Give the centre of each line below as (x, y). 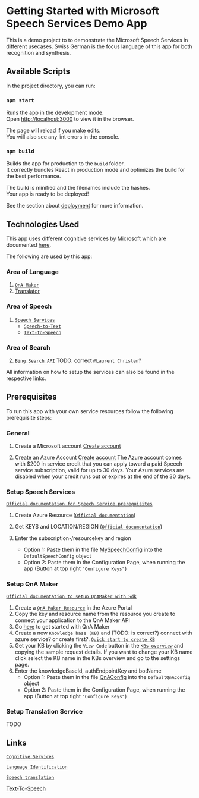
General (18, 433)
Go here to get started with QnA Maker (62, 626)
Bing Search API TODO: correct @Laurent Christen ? (78, 360)
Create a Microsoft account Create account (68, 446)
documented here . (29, 245)
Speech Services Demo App (77, 23)
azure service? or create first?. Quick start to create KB (85, 639)
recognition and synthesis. (39, 52)
